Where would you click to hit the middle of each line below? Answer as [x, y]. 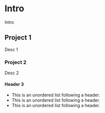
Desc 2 [12, 73]
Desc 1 [11, 49]
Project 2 [15, 62]
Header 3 [14, 84]
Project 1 [18, 38]
